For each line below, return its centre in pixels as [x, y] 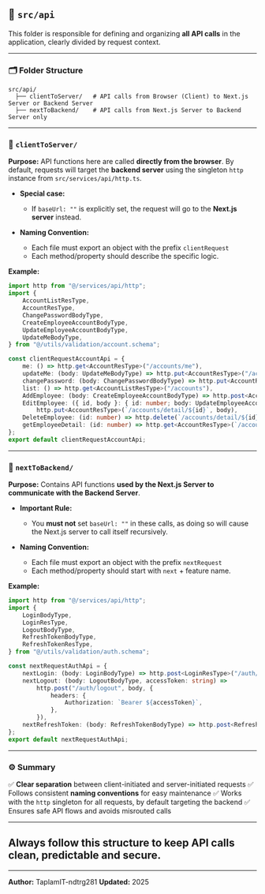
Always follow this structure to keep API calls [121, 843]
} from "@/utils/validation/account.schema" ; [84, 345]
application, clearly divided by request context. [84, 42]
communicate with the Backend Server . [74, 493]
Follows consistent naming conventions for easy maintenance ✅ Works [125, 793]
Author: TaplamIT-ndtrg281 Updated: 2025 [79, 881]
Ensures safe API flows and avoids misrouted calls [90, 811]
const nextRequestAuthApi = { [58, 666]
